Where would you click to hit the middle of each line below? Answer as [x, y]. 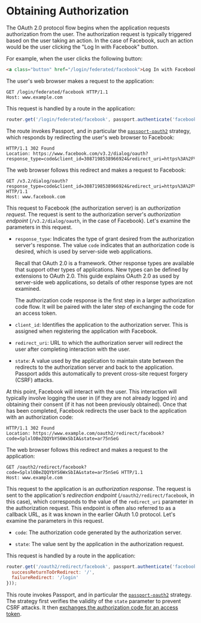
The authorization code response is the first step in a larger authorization [105, 300]
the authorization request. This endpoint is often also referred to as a [91, 508]
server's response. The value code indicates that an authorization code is [105, 245]
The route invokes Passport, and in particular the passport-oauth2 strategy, [99, 131]
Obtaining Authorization [68, 11]
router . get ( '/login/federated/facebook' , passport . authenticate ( [89, 119]
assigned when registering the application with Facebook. [86, 331]
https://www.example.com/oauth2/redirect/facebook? [98, 433]
